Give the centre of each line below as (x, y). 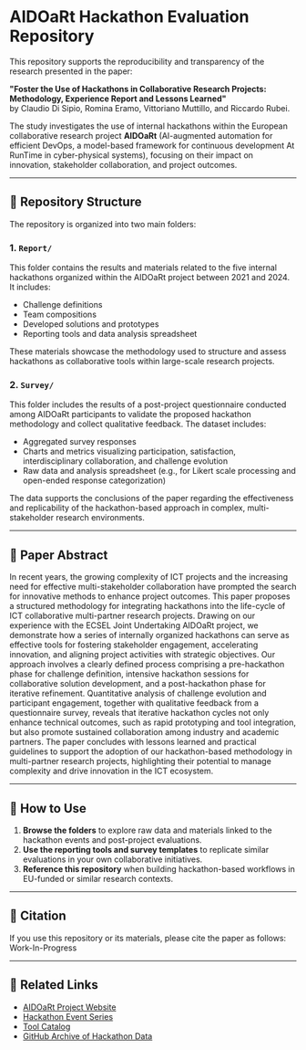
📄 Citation (38, 916)
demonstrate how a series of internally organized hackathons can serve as (149, 635)
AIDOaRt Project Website (69, 1007)
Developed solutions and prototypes (91, 324)
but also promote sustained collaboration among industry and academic (144, 732)
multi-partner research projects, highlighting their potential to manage (140, 761)
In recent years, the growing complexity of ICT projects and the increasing (149, 577)
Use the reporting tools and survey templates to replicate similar (146, 849)
